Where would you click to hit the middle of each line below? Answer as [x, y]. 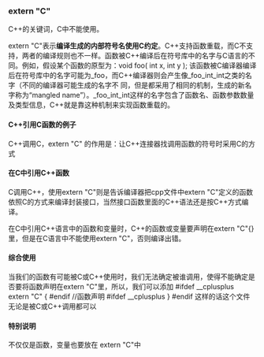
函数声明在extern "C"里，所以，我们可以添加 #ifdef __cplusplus [132, 286]
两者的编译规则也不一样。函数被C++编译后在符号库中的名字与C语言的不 [138, 56]
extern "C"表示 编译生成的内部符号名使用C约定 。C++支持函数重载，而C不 [127, 46]
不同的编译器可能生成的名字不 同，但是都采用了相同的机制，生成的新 [133, 85]
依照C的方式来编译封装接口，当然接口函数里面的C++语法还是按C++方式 [125, 202]
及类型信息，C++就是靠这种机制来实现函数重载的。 [91, 105]
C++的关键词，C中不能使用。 [56, 29]
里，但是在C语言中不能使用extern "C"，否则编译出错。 [97, 238]
